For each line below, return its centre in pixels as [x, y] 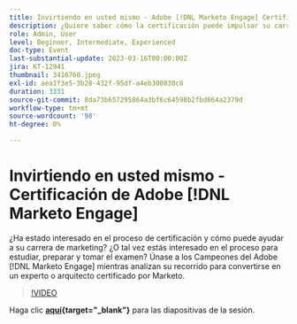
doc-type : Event [39, 50]
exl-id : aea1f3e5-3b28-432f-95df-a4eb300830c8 [96, 83]
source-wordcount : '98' [53, 116]
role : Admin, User [43, 34]
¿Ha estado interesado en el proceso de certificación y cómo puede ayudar [147, 238]
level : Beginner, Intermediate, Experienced [92, 42]
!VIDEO [44, 292]
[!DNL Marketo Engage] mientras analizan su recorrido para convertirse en [145, 266]
